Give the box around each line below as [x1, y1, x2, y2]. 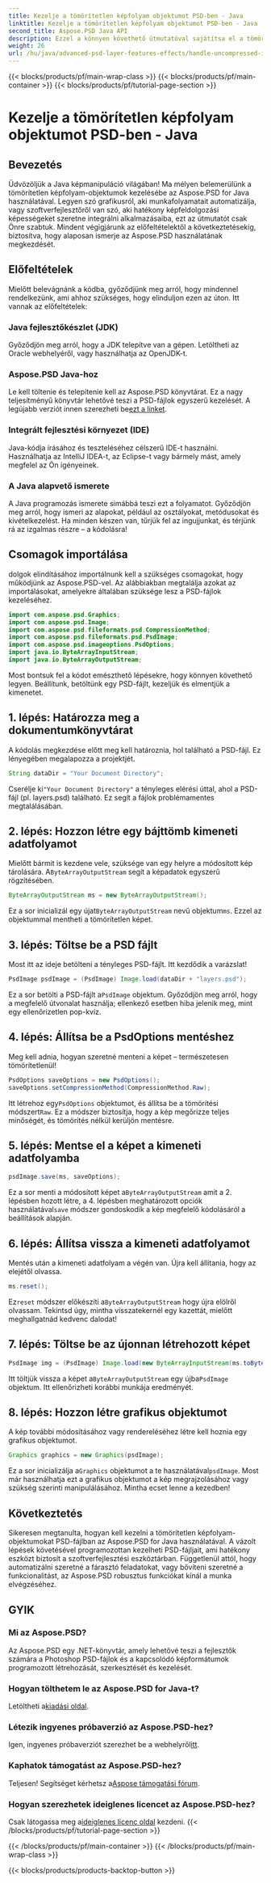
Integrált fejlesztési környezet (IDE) [8, 424, 150, 436]
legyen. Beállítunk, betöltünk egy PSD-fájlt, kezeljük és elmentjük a [8, 678, 231, 688]
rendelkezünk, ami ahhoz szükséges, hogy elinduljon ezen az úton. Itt [8, 293, 240, 302]
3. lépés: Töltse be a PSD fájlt [8, 938, 158, 952]
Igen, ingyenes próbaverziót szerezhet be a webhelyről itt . [8, 1740, 200, 1750]
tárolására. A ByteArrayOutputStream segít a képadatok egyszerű [8, 867, 220, 877]
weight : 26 [8, 42, 45, 50]
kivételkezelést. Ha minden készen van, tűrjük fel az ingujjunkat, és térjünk [8, 516, 256, 526]
